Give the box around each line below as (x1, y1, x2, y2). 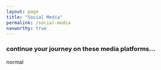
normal (6, 58, 24, 65)
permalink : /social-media (6, 20, 71, 26)
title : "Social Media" (6, 14, 63, 20)
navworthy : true (6, 25, 47, 31)
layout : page (6, 8, 39, 15)
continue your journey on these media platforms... (6, 45, 156, 53)
